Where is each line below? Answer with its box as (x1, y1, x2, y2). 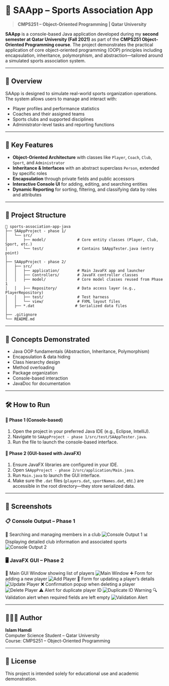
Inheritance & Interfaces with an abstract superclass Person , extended (12, 165, 159, 171)
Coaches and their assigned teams (12, 111, 85, 117)
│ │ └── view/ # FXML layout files (5, 299, 121, 304)
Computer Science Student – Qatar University (5, 632, 100, 638)
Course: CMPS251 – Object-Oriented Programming (5, 638, 111, 644)
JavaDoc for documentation (12, 380, 70, 387)
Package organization (12, 370, 58, 376)
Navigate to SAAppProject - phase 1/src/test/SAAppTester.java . (12, 433, 147, 439)
